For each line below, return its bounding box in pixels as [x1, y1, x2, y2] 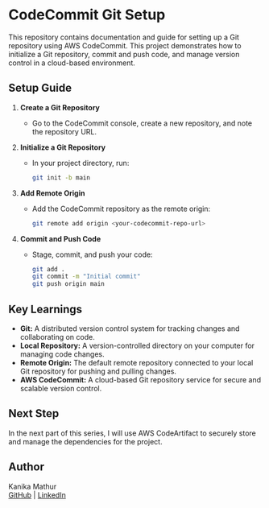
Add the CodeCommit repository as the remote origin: [31, 204, 211, 213]
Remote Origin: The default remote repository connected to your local [19, 357, 254, 367]
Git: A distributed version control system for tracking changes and [19, 324, 240, 333]
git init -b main [31, 173, 91, 182]
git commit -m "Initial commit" [31, 272, 141, 281]
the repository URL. [31, 126, 97, 136]
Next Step [8, 407, 60, 420]
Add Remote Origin [19, 188, 85, 198]
